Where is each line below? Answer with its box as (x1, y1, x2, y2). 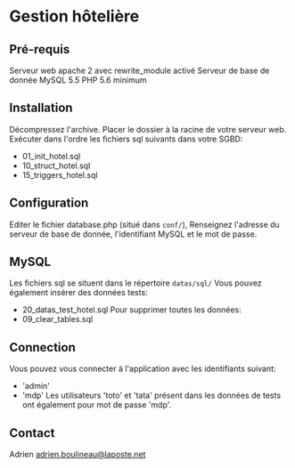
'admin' (21, 381, 51, 391)
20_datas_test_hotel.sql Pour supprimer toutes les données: (21, 304, 242, 315)
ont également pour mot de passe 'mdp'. (21, 399, 172, 410)
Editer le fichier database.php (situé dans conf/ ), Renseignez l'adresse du (9, 219, 281, 230)
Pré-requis (9, 42, 70, 57)
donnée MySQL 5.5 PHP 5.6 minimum (9, 75, 147, 85)
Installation (9, 101, 73, 116)
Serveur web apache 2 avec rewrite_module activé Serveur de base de (9, 65, 270, 76)
